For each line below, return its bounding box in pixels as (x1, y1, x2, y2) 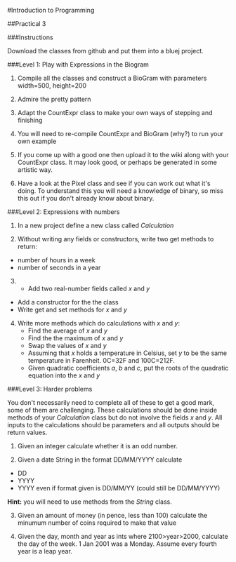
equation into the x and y (27, 371, 100, 380)
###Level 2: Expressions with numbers (7, 208, 120, 216)
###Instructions (7, 33, 54, 41)
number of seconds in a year (17, 263, 101, 272)
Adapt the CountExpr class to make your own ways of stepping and (17, 109, 213, 116)
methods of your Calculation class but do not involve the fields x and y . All (7, 413, 223, 422)
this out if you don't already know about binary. (17, 194, 155, 202)
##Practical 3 (7, 20, 46, 27)
